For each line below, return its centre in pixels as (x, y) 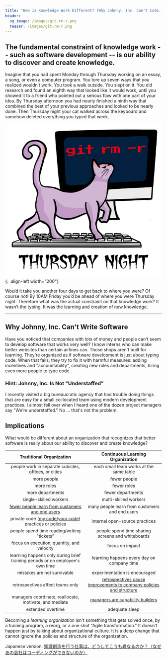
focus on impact (124, 545)
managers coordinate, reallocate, (45, 597)
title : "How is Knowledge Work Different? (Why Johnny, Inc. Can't (77, 10)
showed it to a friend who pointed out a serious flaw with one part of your (81, 96)
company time (124, 563)
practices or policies (45, 524)
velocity (45, 548)
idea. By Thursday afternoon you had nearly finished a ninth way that (76, 101)
